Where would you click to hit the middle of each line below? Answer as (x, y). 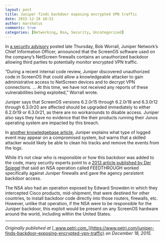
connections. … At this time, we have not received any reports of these (77, 87)
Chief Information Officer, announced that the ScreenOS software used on (80, 52)
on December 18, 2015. (129, 233)
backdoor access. (23, 178)
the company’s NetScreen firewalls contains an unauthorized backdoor (77, 57)
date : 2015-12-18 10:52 (29, 19)
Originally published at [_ (30, 228)
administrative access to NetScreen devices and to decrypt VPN (70, 82)
